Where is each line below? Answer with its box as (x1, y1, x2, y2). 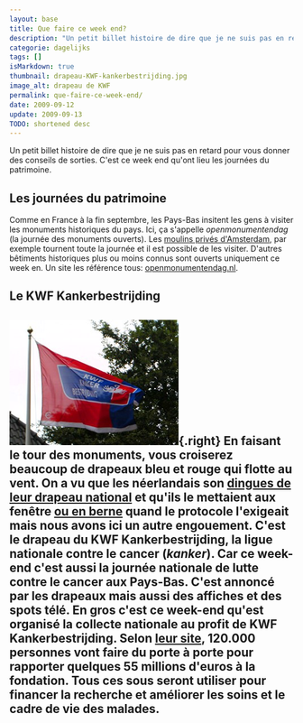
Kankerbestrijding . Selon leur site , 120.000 (9, 630, 256, 645)
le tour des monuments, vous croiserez (9, 447, 234, 462)
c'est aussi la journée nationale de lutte (33, 560, 259, 575)
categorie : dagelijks (9, 43, 91, 52)
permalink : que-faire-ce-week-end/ (9, 90, 143, 99)
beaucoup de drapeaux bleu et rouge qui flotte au (9, 461, 293, 477)
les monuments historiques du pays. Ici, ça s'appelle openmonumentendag (9, 224, 289, 235)
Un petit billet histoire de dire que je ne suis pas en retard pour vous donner (9, 145, 290, 156)
